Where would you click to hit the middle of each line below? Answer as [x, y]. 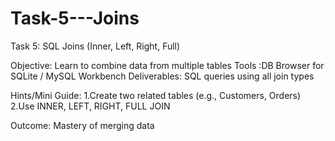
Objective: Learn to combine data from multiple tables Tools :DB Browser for [167, 65]
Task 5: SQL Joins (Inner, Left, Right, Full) [95, 46]
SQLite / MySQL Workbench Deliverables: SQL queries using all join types [162, 76]
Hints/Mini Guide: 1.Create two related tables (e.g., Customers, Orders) [156, 95]
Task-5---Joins [75, 18]
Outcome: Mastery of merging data [82, 125]
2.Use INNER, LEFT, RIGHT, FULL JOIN [90, 106]
